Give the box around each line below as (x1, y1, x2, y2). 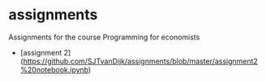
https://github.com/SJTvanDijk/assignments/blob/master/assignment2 (23, 56, 258, 66)
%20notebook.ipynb (19, 64, 89, 74)
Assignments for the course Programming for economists (8, 32, 200, 42)
